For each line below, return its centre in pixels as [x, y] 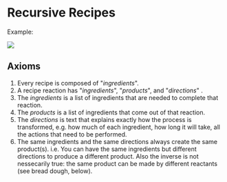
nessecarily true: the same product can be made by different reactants [117, 163]
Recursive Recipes [61, 13]
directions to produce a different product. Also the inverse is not [108, 156]
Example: [20, 32]
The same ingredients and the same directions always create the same [117, 141]
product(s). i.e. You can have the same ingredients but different [107, 149]
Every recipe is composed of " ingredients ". [78, 83]
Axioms [24, 67]
